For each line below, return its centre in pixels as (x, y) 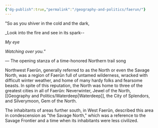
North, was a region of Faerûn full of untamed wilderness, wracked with (77, 75)
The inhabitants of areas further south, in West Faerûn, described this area (79, 110)
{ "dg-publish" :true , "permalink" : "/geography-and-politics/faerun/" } (75, 9)
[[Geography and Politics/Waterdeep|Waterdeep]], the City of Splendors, (78, 96)
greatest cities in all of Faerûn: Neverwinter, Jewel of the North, (68, 90)
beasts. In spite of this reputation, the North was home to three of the (74, 85)
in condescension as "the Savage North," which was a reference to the (75, 115)
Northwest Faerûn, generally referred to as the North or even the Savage (77, 70)
